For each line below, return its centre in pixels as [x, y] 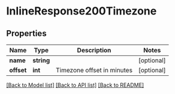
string [41, 60]
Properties [26, 33]
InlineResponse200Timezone [81, 11]
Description [94, 50]
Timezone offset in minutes [94, 70]
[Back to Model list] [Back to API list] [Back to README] [75, 85]
